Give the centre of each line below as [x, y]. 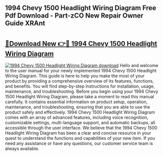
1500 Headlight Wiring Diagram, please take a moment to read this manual [80, 97]
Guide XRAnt [25, 23]
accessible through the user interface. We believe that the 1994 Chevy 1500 [81, 128]
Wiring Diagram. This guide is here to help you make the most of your [75, 76]
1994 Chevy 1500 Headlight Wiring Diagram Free [81, 8]
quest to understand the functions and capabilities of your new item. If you [80, 138]
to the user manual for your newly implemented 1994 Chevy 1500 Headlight [81, 71]
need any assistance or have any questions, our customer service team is [79, 143]
